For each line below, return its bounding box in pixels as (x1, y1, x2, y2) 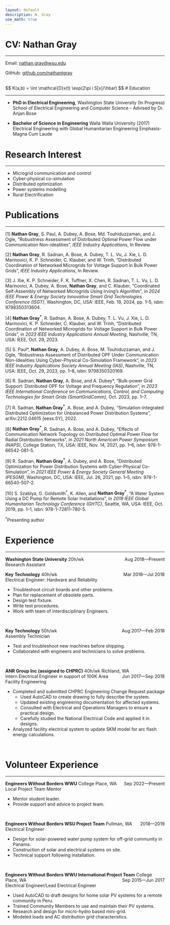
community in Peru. (12, 898, 54, 904)
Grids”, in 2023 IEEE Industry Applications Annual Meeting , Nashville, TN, (5, 331, 158, 337)
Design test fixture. (12, 597, 53, 604)
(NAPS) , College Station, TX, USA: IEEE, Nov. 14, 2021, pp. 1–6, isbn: (5, 442, 147, 448)
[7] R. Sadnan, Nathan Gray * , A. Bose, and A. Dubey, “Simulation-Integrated (5, 404, 164, 411)
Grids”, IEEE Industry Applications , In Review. (5, 268, 99, 274)
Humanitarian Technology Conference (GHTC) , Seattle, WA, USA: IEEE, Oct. (5, 501, 163, 507)
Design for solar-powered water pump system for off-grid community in (12, 836, 162, 842)
